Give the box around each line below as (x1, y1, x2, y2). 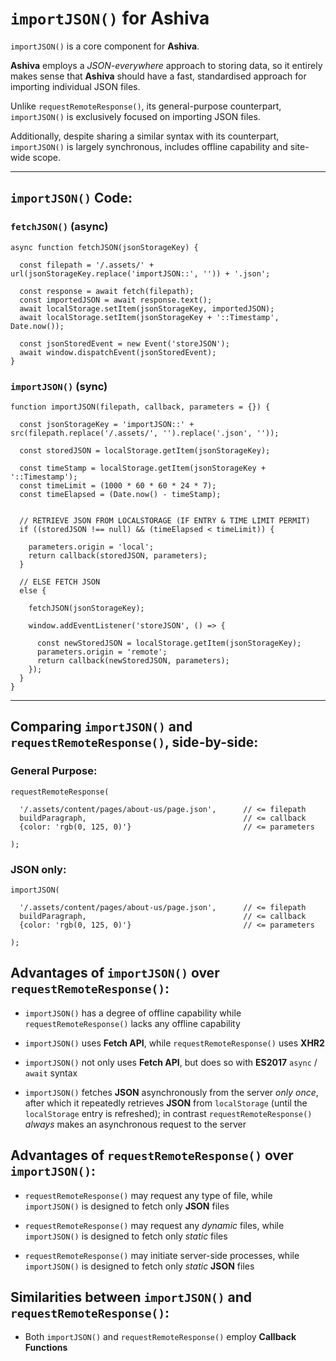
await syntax (24, 1067, 78, 1079)
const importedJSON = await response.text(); (19, 295, 213, 305)
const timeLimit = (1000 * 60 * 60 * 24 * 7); (19, 480, 217, 491)
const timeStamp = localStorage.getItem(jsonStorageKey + (19, 463, 267, 473)
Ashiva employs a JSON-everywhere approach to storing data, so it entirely (10, 59, 323, 71)
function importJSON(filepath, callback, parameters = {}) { (10, 402, 271, 412)
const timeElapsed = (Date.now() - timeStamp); (19, 489, 222, 499)
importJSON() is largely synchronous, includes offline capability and (10, 140, 288, 152)
